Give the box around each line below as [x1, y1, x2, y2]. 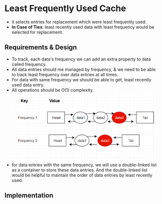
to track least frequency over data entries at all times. [11, 71, 118, 78]
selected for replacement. [11, 29, 64, 35]
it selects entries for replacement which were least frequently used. [11, 19, 146, 25]
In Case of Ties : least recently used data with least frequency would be [11, 24, 155, 30]
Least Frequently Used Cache [4, 3, 127, 14]
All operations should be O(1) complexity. [11, 87, 94, 93]
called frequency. [11, 61, 47, 67]
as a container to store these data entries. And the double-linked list [11, 167, 147, 173]
